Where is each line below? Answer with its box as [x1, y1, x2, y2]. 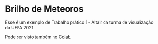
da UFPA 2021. [5, 24, 35, 30]
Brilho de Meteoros [5, 3, 84, 15]
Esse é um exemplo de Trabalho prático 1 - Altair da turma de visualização [5, 19, 154, 25]
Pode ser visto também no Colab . [5, 34, 72, 40]
